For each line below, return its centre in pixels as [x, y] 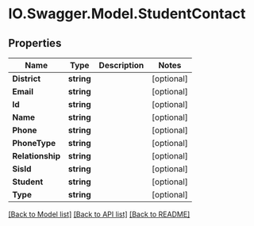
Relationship [37, 156]
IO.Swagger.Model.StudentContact [127, 14]
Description [121, 65]
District [27, 79]
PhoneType [34, 143]
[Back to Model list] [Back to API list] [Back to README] [99, 214]
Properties [35, 43]
